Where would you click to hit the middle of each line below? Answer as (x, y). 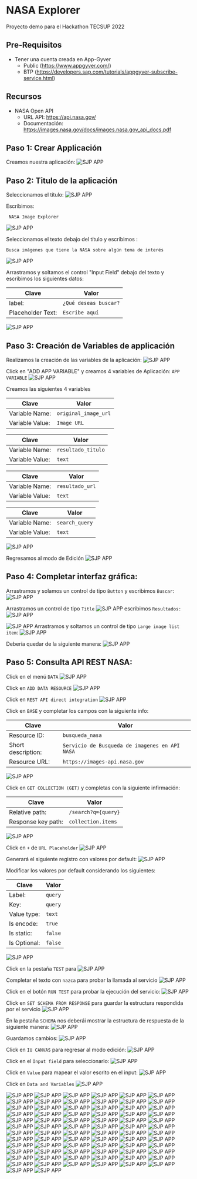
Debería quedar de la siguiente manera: (54, 644)
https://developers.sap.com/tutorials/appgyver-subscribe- (107, 72)
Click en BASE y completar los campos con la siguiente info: (77, 710)
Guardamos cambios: (32, 1038)
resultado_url (76, 486)
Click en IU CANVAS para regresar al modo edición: (66, 1050)
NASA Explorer (43, 10)
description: (26, 752)
